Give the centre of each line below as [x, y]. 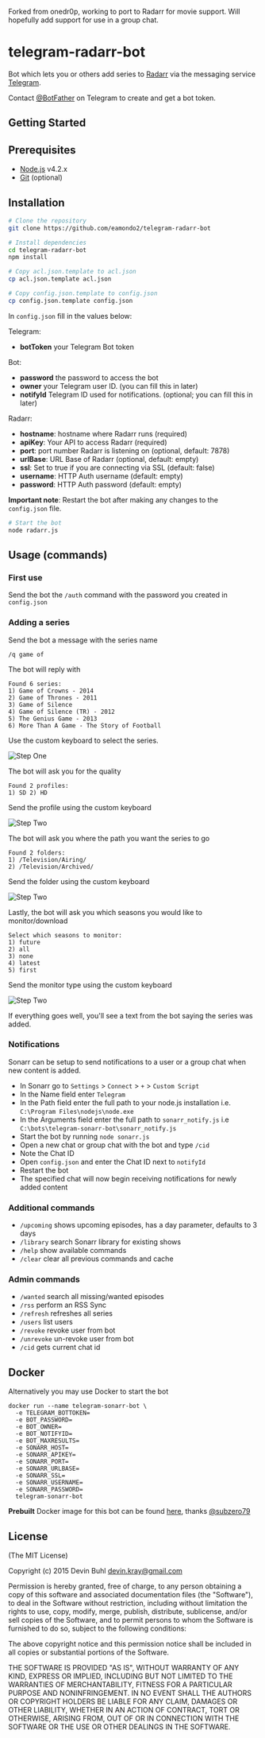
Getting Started [47, 123]
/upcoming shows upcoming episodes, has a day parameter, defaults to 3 [138, 1225]
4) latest [25, 963]
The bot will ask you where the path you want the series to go [109, 838]
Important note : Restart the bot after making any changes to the [113, 499]
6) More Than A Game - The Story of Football [84, 725]
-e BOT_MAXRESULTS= [48, 1441]
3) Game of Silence [40, 704]
